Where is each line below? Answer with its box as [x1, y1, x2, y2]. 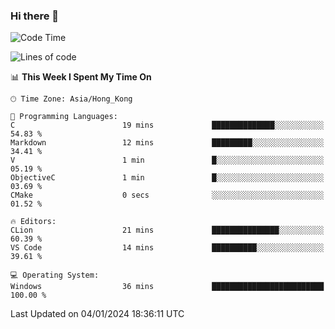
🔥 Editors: [10, 217, 57, 227]
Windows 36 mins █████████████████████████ [10, 282, 325, 292]
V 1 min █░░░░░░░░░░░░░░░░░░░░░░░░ [10, 155, 325, 166]
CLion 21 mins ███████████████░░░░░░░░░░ [10, 225, 325, 236]
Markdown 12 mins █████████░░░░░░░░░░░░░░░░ [10, 138, 325, 148]
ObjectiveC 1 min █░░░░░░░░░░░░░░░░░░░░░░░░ [10, 173, 325, 183]
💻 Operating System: [10, 270, 100, 281]
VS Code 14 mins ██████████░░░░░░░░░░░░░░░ [10, 243, 325, 253]
